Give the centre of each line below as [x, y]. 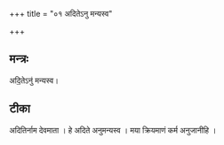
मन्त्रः [19, 59]
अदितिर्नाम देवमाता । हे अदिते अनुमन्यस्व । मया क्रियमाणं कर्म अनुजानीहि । [113, 130]
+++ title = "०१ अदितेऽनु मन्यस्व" [61, 14]
